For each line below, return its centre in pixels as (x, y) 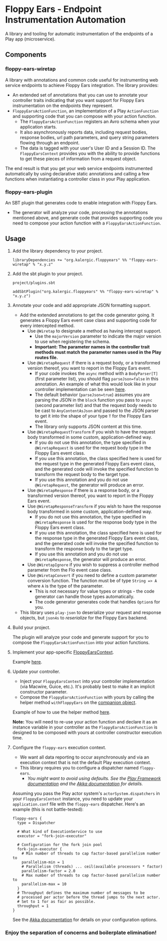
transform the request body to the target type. (82, 474)
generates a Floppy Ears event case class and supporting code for (88, 320)
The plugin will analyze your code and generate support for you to (80, 637)
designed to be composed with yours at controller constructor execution (87, 732)
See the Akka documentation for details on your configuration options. (85, 919)
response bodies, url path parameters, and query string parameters (89, 137)
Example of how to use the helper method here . (61, 712)
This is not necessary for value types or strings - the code (95, 591)
